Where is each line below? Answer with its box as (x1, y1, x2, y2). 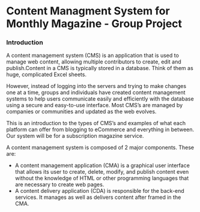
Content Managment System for (6, 4, 170, 18)
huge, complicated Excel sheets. (6, 71, 87, 78)
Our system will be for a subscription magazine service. (6, 132, 144, 140)
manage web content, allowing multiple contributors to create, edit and (6, 58, 181, 65)
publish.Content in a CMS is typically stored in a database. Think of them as (6, 65, 193, 72)
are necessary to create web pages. (14, 181, 105, 188)
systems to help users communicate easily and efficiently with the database (6, 95, 194, 102)
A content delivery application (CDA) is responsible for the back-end (14, 187, 184, 195)
